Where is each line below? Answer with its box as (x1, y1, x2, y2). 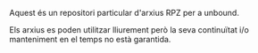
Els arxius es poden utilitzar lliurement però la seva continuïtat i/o (9, 25, 250, 34)
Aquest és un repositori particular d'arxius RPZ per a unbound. (9, 8, 239, 18)
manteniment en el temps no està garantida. (9, 34, 171, 44)
